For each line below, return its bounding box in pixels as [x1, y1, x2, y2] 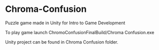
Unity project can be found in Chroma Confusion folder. [5, 39, 118, 45]
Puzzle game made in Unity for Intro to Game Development [5, 20, 125, 26]
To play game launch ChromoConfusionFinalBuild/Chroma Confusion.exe [5, 29, 155, 35]
